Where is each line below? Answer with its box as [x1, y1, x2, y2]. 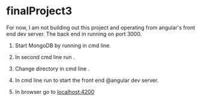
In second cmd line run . [14, 53, 75, 60]
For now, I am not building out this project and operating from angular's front [6, 24, 196, 31]
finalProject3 [6, 4, 73, 18]
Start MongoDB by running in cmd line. [14, 42, 111, 49]
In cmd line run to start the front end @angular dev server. [14, 76, 159, 84]
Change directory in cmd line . [14, 65, 90, 72]
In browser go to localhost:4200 [14, 88, 95, 95]
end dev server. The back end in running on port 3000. [6, 30, 142, 37]
